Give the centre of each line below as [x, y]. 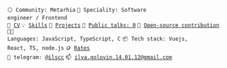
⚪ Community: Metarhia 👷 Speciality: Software [77, 10]
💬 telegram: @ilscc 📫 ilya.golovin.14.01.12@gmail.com [90, 57]
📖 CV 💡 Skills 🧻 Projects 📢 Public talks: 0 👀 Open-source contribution [113, 25]
